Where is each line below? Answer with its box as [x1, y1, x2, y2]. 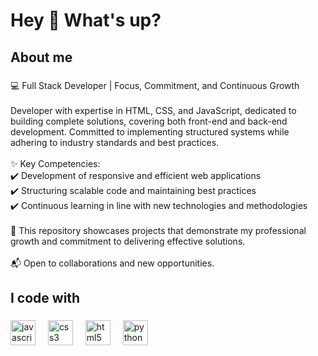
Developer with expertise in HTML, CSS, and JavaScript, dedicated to [10, 104, 297, 116]
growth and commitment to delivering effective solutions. [10, 235, 246, 247]
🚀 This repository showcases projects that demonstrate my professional [10, 224, 307, 236]
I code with [10, 289, 81, 306]
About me [10, 49, 73, 66]
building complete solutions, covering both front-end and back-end [10, 115, 288, 127]
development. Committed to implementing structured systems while [10, 125, 290, 138]
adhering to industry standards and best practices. [10, 136, 220, 148]
